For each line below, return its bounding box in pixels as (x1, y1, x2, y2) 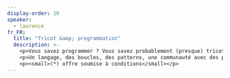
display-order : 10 (7, 9, 60, 17)
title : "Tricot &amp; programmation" (13, 35, 121, 42)
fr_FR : (7, 28, 26, 36)
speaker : (7, 16, 32, 23)
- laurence (13, 22, 44, 29)
